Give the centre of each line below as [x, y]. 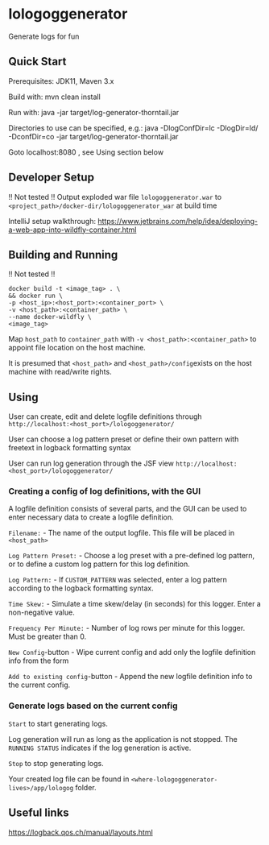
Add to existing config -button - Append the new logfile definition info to [130, 677]
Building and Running [63, 255]
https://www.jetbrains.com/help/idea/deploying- [178, 221]
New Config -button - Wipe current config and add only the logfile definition [132, 652]
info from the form [39, 661]
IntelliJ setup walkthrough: [52, 221]
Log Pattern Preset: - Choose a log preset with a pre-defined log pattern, [132, 556]
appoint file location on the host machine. [77, 348]
